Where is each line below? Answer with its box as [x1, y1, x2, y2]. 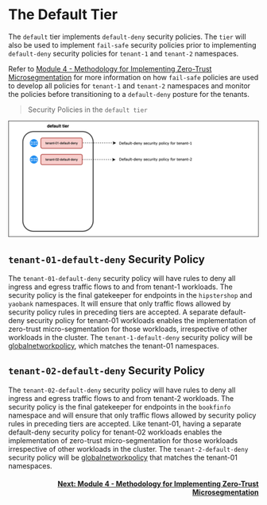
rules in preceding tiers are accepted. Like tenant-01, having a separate [8, 418, 242, 428]
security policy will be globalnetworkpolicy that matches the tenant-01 [8, 453, 238, 462]
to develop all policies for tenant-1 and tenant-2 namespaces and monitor [8, 81, 251, 91]
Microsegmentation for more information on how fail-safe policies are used [8, 72, 259, 82]
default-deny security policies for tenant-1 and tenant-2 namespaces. [8, 48, 239, 58]
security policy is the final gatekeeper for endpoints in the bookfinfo [8, 402, 231, 411]
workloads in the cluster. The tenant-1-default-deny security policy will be [8, 333, 253, 342]
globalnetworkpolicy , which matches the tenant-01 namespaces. [8, 341, 219, 351]
